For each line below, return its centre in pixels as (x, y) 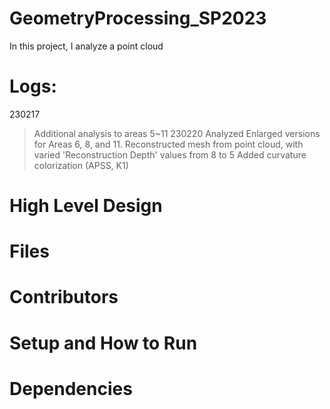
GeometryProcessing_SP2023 (138, 18)
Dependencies (71, 388)
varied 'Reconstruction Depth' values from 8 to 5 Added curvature (170, 154)
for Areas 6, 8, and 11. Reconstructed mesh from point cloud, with (168, 144)
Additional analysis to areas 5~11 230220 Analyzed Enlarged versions (177, 133)
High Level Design (86, 206)
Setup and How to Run (103, 343)
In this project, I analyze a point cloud (86, 46)
